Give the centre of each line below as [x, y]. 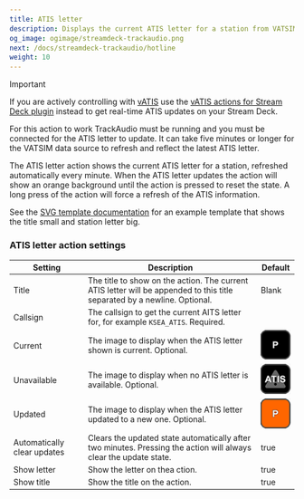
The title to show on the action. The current [168, 281]
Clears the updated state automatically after [169, 437]
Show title [32, 482]
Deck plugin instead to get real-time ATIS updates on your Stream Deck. [144, 111]
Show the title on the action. [139, 482]
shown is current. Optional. [138, 350]
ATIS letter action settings [68, 245]
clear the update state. [129, 456]
